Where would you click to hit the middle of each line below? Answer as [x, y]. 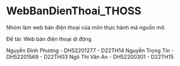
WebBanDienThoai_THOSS [74, 11]
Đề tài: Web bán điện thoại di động [49, 39]
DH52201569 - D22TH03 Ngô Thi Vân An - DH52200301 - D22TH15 [90, 56]
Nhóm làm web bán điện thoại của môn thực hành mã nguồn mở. [86, 27]
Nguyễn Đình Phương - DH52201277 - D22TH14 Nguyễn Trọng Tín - [90, 50]
